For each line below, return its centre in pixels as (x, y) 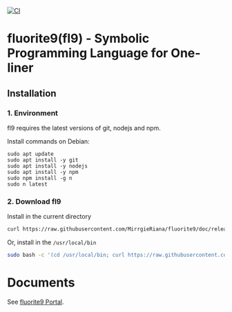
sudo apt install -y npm (43, 172)
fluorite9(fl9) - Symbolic (78, 39)
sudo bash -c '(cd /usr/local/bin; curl (66, 255)
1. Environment (33, 113)
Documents (41, 283)
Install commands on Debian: (48, 141)
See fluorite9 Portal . (36, 302)
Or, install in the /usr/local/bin (52, 242)
